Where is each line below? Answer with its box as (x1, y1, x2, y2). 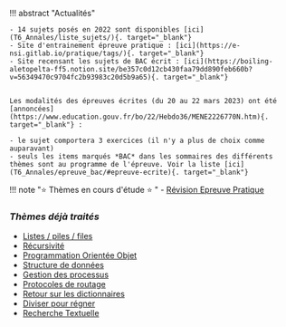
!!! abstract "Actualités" (9, 8, 96, 18)
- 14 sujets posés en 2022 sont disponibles (9, 25, 180, 34)
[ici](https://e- (175, 41, 242, 50)
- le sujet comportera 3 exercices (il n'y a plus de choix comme (9, 136, 265, 145)
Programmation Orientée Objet (22, 250, 138, 261)
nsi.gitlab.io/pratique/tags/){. (9, 49, 136, 58)
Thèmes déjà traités (9, 210, 100, 223)
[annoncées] (9, 104, 54, 113)
